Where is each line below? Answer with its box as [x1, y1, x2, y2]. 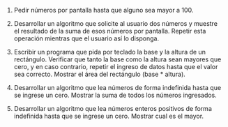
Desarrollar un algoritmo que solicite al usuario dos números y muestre [13, 20, 218, 27]
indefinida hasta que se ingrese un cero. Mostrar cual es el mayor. [13, 112, 204, 120]
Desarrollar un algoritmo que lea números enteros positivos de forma [13, 105, 213, 112]
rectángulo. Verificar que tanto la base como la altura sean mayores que [13, 55, 222, 63]
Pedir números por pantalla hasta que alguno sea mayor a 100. [13, 6, 194, 14]
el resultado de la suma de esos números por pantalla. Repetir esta [13, 27, 206, 35]
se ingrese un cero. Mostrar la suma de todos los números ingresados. [13, 91, 218, 99]
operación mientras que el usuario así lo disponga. [13, 34, 159, 43]
